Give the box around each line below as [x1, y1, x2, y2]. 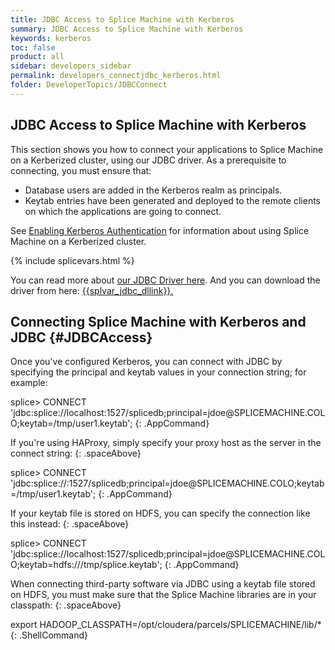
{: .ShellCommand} [10, 629, 88, 641]
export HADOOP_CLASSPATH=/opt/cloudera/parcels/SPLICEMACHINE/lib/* [10, 619, 322, 631]
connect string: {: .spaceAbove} [10, 447, 142, 460]
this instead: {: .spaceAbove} [10, 518, 130, 530]
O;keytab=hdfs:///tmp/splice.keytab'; [10, 559, 163, 571]
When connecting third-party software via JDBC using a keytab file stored [10, 578, 316, 590]
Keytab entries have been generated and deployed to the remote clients [24, 194, 322, 206]
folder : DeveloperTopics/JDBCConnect [10, 80, 168, 90]
